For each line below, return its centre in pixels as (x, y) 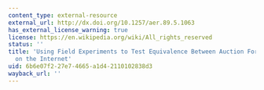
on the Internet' (44, 59)
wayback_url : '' (35, 74)
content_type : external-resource (63, 15)
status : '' (26, 45)
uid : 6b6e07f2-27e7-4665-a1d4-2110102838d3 (81, 67)
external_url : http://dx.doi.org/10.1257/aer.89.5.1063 (101, 23)
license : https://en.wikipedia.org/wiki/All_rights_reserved (110, 37)
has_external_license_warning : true (68, 30)
